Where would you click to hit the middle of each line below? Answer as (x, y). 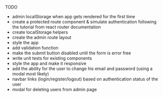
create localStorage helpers (40, 32)
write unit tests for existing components (52, 58)
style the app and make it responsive (49, 63)
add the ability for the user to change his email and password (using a (82, 69)
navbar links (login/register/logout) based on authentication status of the (85, 79)
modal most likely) (31, 74)
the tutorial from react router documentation (56, 27)
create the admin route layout (42, 37)
